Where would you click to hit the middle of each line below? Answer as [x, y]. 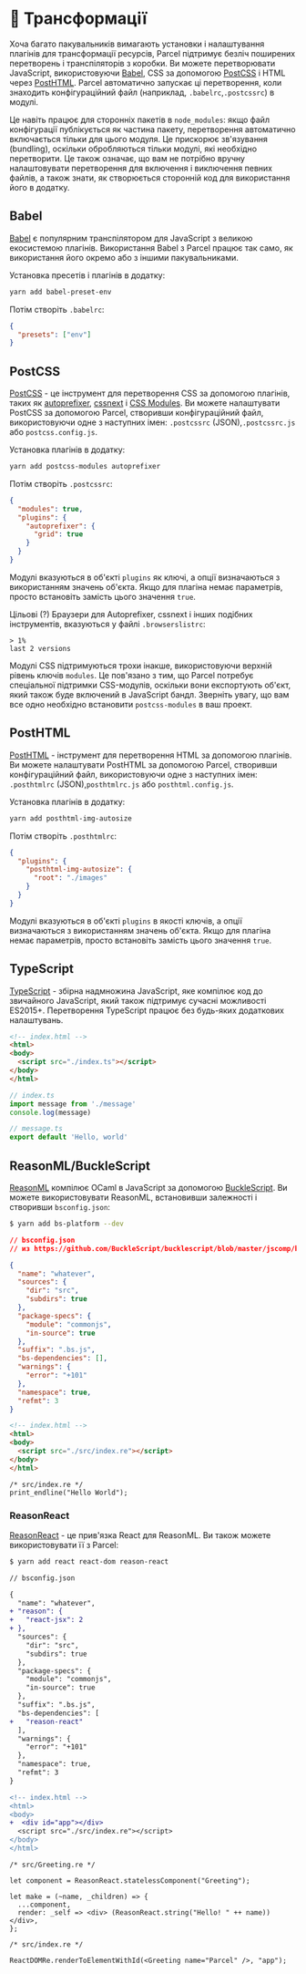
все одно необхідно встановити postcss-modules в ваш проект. [131, 704]
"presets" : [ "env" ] [55, 335]
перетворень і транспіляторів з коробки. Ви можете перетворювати [143, 63]
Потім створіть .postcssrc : [61, 483]
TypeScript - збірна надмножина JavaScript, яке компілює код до [136, 991]
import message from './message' [73, 1104]
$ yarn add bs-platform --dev [67, 1224]
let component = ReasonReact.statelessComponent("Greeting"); [130, 1881]
